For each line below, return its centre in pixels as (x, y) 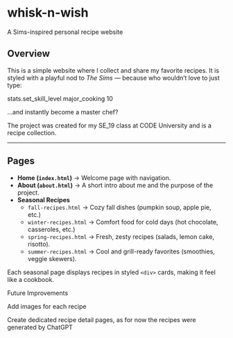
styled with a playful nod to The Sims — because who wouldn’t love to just (113, 78)
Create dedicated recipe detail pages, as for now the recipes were (102, 319)
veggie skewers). (52, 258)
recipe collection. (32, 132)
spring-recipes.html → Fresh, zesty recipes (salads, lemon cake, (121, 236)
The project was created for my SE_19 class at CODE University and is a (109, 125)
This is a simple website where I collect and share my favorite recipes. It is (113, 70)
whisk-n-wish (48, 13)
